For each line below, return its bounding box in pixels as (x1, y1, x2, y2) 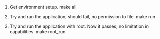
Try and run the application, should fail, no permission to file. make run (9, 14, 156, 19)
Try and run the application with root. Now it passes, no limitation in (9, 23, 149, 29)
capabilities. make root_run (9, 29, 66, 34)
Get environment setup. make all (9, 4, 77, 10)
